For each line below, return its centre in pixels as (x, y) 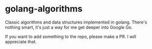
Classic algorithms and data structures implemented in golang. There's (76, 22)
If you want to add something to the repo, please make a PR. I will (71, 37)
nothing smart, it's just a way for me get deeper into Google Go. (69, 27)
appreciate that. (21, 41)
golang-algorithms (44, 9)
